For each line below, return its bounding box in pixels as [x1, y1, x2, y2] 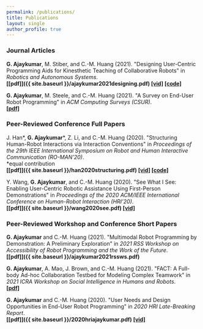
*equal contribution [6, 160, 55, 167]
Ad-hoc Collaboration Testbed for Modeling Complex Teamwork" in [20, 271, 191, 279]
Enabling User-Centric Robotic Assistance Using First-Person [6, 184, 161, 192]
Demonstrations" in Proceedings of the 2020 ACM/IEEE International [6, 191, 179, 199]
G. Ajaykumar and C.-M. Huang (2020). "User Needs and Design [6, 297, 171, 304]
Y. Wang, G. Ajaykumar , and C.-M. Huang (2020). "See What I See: [6, 178, 177, 186]
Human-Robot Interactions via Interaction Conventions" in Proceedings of [6, 140, 192, 148]
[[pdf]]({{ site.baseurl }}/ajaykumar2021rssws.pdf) [6, 253, 140, 260]
